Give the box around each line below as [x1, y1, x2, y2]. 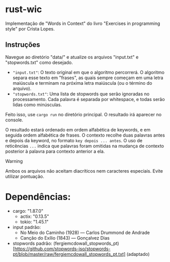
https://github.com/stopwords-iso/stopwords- [14, 245, 111, 252]
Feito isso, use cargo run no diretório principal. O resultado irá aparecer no [5, 111, 162, 117]
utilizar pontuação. [5, 173, 45, 179]
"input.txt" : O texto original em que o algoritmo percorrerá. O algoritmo [12, 69, 165, 75]
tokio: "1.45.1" [20, 218, 49, 224]
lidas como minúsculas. [12, 102, 62, 108]
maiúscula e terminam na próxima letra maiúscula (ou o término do [12, 80, 152, 86]
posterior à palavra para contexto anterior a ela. [5, 148, 105, 154]
